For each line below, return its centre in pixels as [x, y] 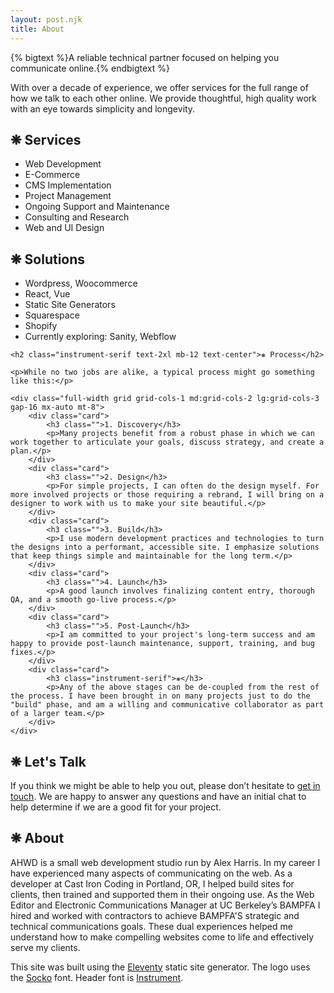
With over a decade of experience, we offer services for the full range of [159, 87]
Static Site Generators [70, 305]
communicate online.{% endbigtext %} [90, 68]
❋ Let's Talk [48, 761]
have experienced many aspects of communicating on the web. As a [151, 873]
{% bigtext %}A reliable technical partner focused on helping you [145, 57]
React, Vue [47, 294]
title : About [37, 29]
